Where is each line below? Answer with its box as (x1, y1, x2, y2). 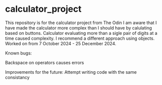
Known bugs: (5, 50, 32, 56)
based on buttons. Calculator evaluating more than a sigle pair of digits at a (5, 30, 158, 36)
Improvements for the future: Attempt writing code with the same (5, 69, 137, 75)
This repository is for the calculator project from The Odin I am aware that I (5, 20, 157, 26)
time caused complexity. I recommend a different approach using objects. (5, 35, 155, 41)
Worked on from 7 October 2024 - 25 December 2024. (5, 40, 117, 46)
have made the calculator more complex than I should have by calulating (5, 25, 152, 30)
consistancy (5, 74, 30, 80)
